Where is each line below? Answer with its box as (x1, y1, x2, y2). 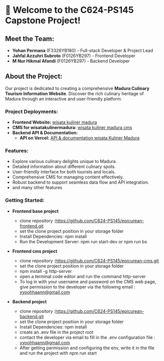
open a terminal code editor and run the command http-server (19, 273, 146, 279)
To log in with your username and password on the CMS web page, (19, 278, 157, 285)
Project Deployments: (5, 108, 58, 115)
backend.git (19, 313, 44, 319)
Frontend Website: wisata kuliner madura (12, 119, 98, 125)
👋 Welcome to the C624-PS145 (5, 4, 134, 16)
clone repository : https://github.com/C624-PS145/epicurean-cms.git (19, 258, 159, 263)
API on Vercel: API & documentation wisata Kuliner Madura (19, 135, 140, 141)
